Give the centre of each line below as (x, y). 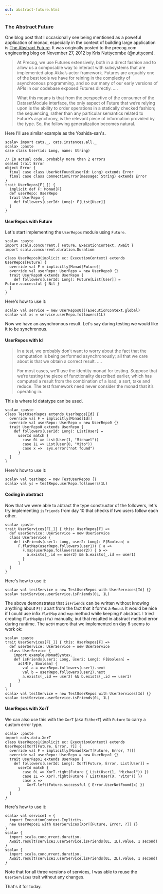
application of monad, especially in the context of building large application (80, 43)
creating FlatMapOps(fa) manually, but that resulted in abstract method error (81, 618)
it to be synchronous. (26, 329)
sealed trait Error (25, 163)
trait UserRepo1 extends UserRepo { (46, 759)
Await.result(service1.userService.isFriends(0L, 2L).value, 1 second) (84, 858)
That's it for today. (23, 886)
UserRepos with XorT (27, 708)
